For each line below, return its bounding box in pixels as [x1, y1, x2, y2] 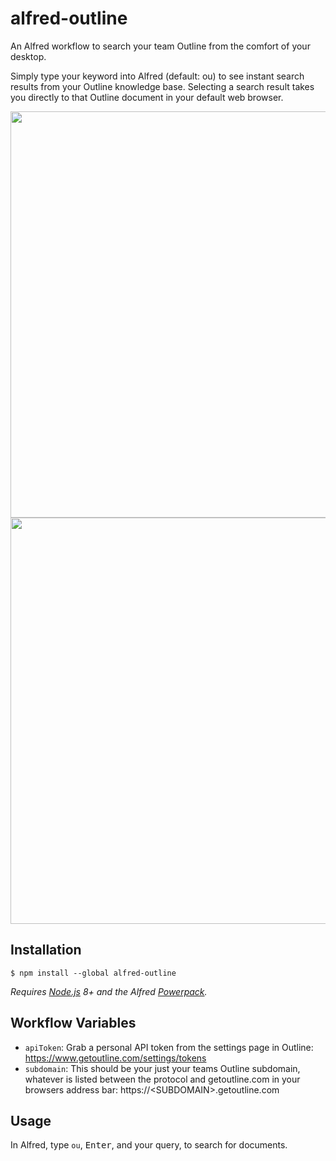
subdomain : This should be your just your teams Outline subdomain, [24, 1062, 301, 1074]
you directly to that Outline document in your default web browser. [10, 91, 284, 103]
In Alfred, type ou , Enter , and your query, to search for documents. [10, 1139, 288, 1151]
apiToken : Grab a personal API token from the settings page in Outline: [24, 1041, 314, 1053]
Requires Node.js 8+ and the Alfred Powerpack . [10, 985, 208, 997]
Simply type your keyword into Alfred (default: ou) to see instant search [10, 70, 305, 82]
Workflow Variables [10, 1015, 137, 1032]
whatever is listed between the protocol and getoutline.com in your [24, 1073, 301, 1085]
